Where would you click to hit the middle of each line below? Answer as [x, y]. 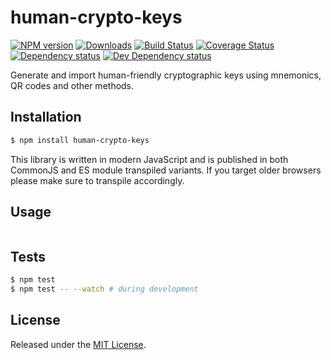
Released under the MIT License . [78, 344]
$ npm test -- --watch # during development [104, 289]
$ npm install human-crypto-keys [80, 140]
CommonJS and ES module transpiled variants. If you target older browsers [166, 170]
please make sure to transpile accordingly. [97, 180]
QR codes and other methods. [72, 85]
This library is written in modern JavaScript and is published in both [149, 159]
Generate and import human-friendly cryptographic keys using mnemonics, [166, 75]
